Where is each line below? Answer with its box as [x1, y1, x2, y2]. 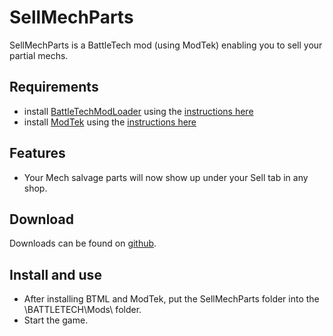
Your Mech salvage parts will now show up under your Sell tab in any [23, 171, 309, 183]
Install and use [9, 266, 102, 283]
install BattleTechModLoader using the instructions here [23, 105, 254, 117]
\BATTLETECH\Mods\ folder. [23, 304, 142, 316]
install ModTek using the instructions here [23, 116, 197, 128]
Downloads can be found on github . [9, 237, 157, 250]
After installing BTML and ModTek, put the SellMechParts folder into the [23, 293, 320, 305]
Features [9, 145, 66, 162]
